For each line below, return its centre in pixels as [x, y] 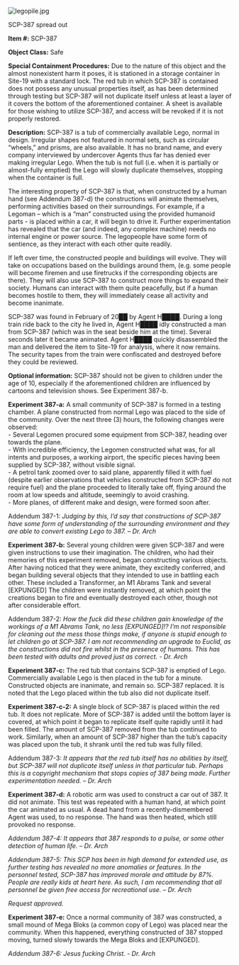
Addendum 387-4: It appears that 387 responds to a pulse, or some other [116, 838]
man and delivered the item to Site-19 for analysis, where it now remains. [114, 347]
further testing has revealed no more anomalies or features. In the [105, 867]
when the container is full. [46, 178]
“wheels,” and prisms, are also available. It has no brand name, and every [115, 147]
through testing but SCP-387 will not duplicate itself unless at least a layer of [120, 96]
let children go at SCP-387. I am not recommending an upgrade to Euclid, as [119, 641]
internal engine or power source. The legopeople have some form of [108, 236]
